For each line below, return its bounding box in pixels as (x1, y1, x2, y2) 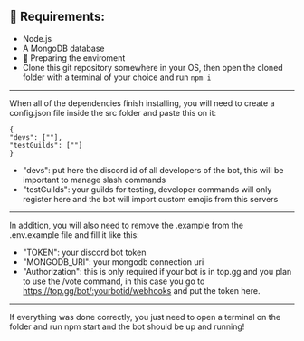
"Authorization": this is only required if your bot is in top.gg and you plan (22, 266, 292, 277)
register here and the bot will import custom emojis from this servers (22, 193, 279, 204)
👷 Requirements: (9, 9, 106, 24)
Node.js (22, 33, 52, 44)
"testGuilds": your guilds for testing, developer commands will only (22, 183, 272, 195)
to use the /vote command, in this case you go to (22, 276, 205, 287)
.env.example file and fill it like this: (9, 229, 140, 240)
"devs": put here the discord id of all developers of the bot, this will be (22, 164, 284, 175)
